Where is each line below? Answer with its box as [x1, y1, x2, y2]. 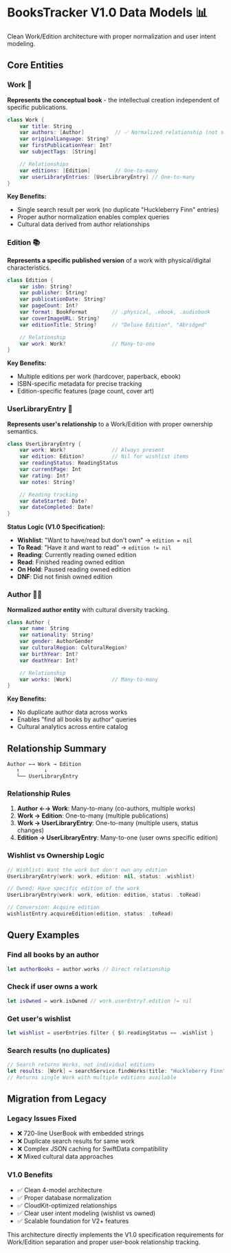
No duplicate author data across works [16, 708, 128, 717]
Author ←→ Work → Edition [7, 761, 81, 768]
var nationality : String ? [19, 631, 94, 639]
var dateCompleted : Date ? [19, 504, 94, 511]
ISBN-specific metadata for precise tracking [16, 380, 142, 388]
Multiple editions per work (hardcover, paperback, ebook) [16, 372, 181, 381]
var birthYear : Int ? [19, 651, 78, 657]
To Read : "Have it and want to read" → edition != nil [16, 543, 172, 552]
